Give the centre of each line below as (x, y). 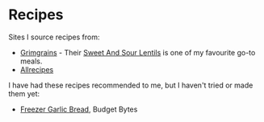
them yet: (24, 93)
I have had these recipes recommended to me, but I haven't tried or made (131, 85)
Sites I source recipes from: (54, 37)
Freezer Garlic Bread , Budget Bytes (79, 109)
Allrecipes (37, 69)
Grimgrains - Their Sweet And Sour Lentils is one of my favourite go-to (138, 52)
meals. (31, 61)
